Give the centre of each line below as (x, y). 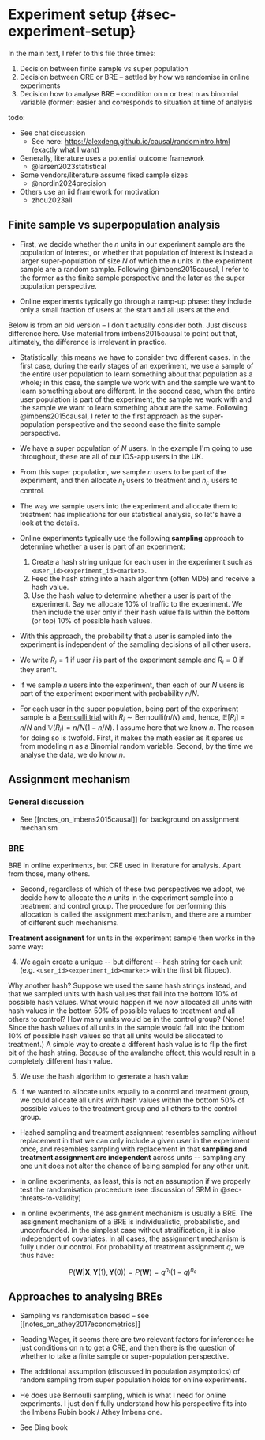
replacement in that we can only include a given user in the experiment (135, 1140)
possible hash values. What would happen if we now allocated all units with (131, 1002)
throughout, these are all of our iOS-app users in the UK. (111, 456)
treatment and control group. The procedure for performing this (123, 905)
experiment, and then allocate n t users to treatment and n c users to (129, 481)
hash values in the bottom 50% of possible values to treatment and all (121, 1011)
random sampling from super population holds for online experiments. (133, 1380)
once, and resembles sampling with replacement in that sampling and (133, 1149)
